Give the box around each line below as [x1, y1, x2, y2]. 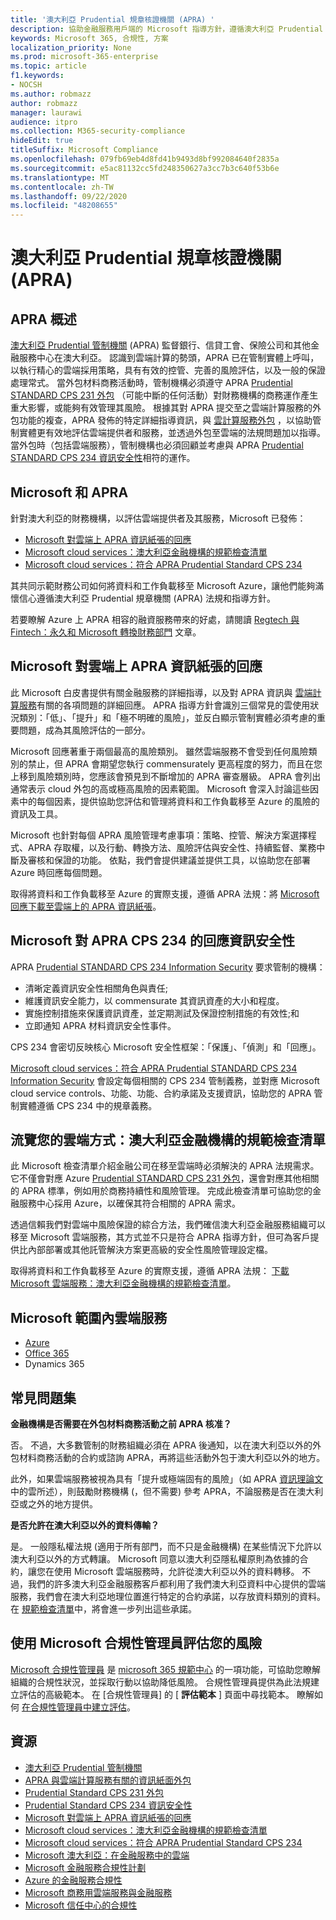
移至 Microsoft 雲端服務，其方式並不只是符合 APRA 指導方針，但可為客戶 [10, 1231, 311, 1243]
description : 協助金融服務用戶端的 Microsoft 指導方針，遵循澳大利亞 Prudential [10, 24, 324, 34]
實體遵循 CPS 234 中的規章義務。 [18, 1099, 158, 1111]
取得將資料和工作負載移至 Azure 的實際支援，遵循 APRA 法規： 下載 [10, 1265, 290, 1277]
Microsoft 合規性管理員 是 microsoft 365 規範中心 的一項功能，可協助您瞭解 [10, 1663, 321, 1675]
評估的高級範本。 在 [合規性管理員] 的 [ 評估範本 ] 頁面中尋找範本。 [18, 1688, 295, 1700]
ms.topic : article [10, 61, 87, 71]
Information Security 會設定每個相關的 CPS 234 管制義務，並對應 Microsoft [10, 1074, 320, 1086]
